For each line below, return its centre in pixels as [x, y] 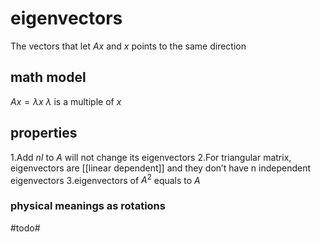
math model [48, 77]
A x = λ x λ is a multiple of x [66, 101]
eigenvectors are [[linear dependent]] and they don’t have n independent [161, 168]
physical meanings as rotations [88, 206]
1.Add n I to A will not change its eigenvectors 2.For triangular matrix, [151, 157]
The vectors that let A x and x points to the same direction [128, 46]
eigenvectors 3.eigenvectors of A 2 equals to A [105, 179]
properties [44, 133]
